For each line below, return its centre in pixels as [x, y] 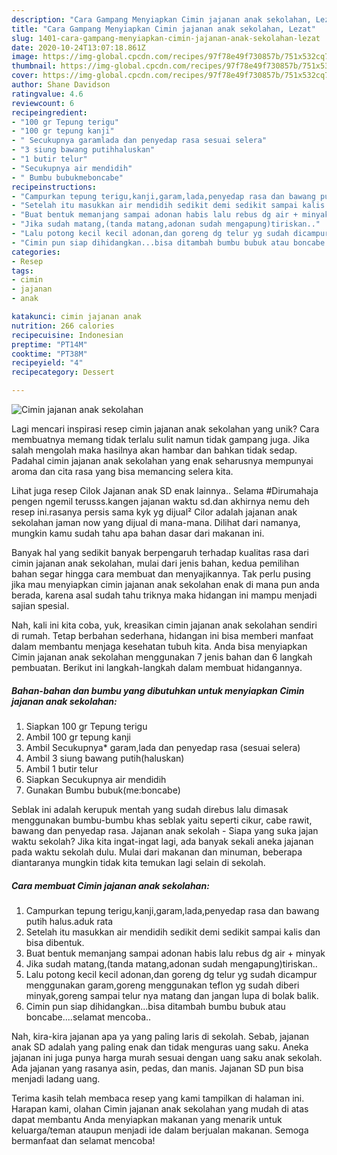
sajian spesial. [40, 605]
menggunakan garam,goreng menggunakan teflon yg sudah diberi [162, 985]
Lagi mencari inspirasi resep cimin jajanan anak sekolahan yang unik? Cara [165, 429]
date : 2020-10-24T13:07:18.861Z [78, 47]
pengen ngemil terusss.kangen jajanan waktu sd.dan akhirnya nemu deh [160, 501]
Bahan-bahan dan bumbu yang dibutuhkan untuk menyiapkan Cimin [158, 690]
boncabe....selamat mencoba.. [88, 1017]
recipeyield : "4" [47, 363]
